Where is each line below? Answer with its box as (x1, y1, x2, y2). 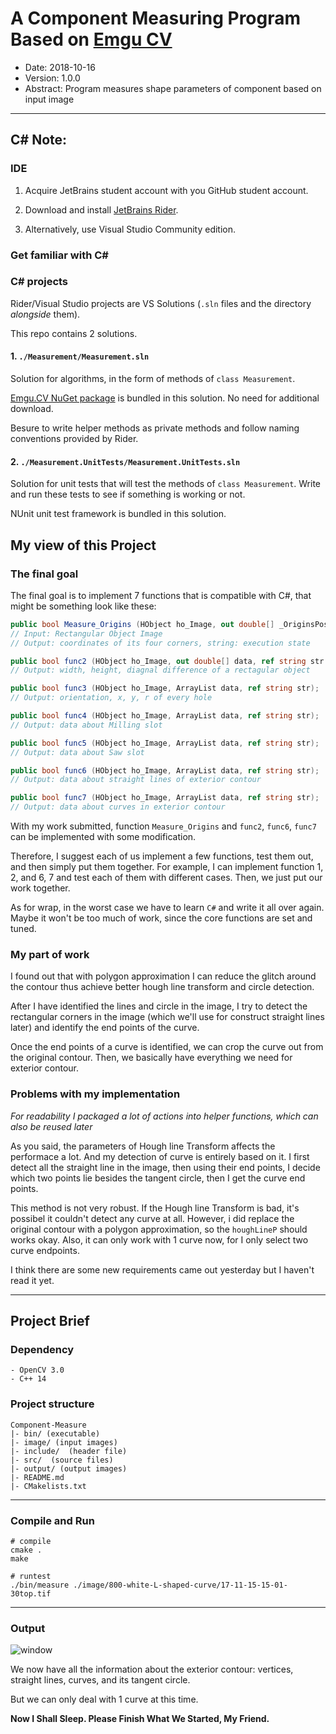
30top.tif (10, 1588, 52, 1599)
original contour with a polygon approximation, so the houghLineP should (10, 1223, 308, 1235)
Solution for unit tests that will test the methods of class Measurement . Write (10, 478, 321, 490)
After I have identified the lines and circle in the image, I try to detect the (10, 1000, 308, 1012)
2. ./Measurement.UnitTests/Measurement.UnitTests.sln (10, 455, 241, 467)
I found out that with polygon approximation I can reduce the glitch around (10, 970, 317, 982)
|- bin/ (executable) (10, 1428, 101, 1439)
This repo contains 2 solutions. (10, 327, 138, 339)
